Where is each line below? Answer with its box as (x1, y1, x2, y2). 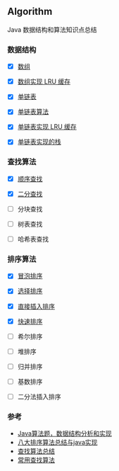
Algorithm (7, 6, 53, 18)
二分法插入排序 (17, 392, 61, 401)
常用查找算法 (17, 456, 55, 465)
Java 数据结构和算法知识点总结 (7, 25, 97, 34)
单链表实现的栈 (17, 137, 61, 146)
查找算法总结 (17, 447, 55, 455)
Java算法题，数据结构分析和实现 (17, 429, 113, 438)
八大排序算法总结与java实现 (17, 438, 98, 447)
